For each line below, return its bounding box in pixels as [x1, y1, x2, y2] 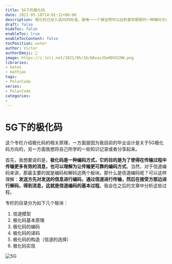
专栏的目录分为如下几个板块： [5, 200, 68, 206]
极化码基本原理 [12, 217, 45, 224]
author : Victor [5, 46, 38, 51]
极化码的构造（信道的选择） [12, 236, 72, 242]
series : [5, 84, 22, 89]
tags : [5, 74, 17, 79]
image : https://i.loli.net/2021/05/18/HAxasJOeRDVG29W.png [5, 55, 134, 60]
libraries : [5, 60, 29, 65]
